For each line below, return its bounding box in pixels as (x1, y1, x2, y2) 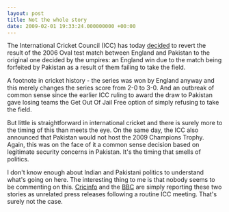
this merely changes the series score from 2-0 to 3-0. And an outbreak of (7, 83, 215, 92)
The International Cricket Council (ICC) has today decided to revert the (7, 42, 206, 50)
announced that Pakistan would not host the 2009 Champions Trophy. (7, 133, 204, 142)
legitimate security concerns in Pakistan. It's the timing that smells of (7, 148, 202, 156)
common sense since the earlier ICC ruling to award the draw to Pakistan (7, 91, 213, 99)
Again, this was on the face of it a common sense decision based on (7, 141, 200, 149)
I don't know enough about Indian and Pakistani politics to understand (7, 168, 204, 176)
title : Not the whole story (7, 16, 87, 23)
